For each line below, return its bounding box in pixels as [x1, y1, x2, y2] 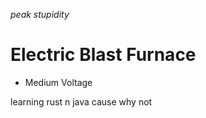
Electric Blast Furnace [10, 44, 197, 66]
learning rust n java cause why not [10, 95, 153, 108]
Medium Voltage [24, 76, 93, 88]
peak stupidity [10, 9, 70, 20]
